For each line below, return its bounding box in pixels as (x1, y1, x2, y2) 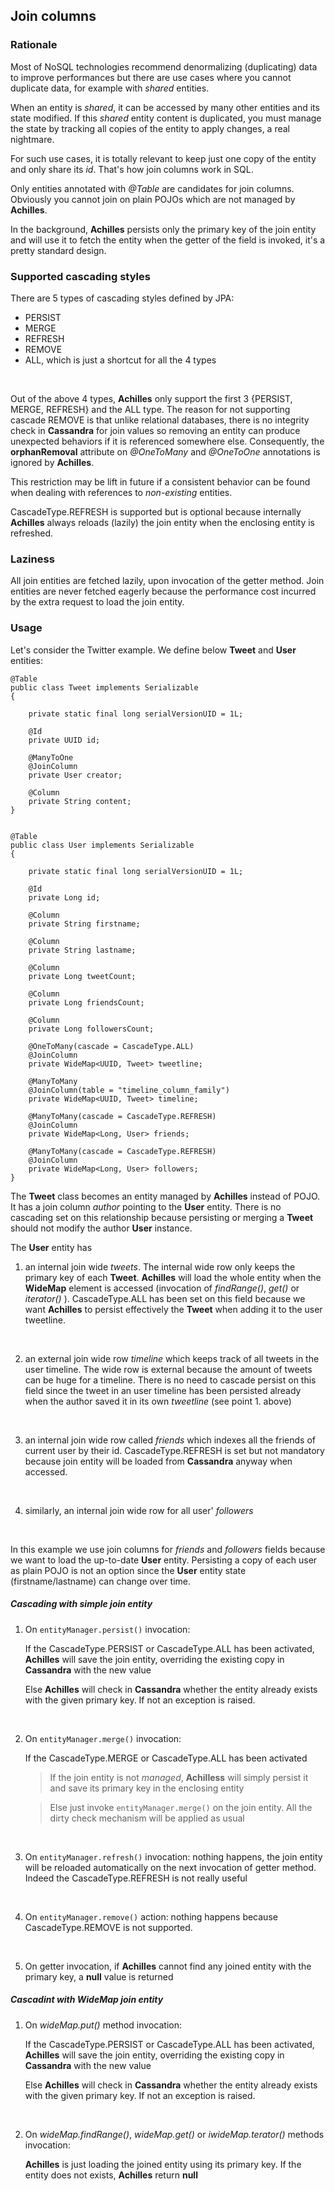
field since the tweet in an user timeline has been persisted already (24, 1384, 302, 1396)
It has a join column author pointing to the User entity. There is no (10, 1200, 282, 1213)
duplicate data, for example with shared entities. (10, 82, 210, 94)
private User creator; (28, 770, 123, 780)
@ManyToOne (28, 752, 74, 763)
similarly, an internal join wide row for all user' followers (24, 1504, 254, 1516)
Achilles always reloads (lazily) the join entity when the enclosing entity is (10, 516, 315, 528)
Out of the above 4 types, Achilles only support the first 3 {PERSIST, (10, 392, 293, 404)
